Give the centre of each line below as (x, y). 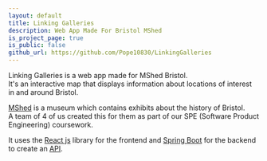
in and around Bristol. (43, 92)
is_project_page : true (46, 38)
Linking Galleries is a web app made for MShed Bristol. (98, 75)
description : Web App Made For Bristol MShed (85, 30)
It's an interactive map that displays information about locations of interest (130, 84)
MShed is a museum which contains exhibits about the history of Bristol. (127, 108)
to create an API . (36, 149)
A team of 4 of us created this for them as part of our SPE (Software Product (134, 116)
